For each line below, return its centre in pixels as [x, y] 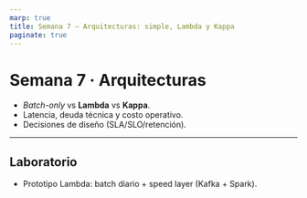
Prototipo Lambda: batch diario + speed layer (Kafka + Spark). [140, 184]
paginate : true [38, 35]
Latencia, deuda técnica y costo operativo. [103, 115]
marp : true [30, 18]
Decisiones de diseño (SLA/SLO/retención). [105, 125]
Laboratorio [43, 162]
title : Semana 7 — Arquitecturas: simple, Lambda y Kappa [122, 26]
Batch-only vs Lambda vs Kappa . [86, 105]
